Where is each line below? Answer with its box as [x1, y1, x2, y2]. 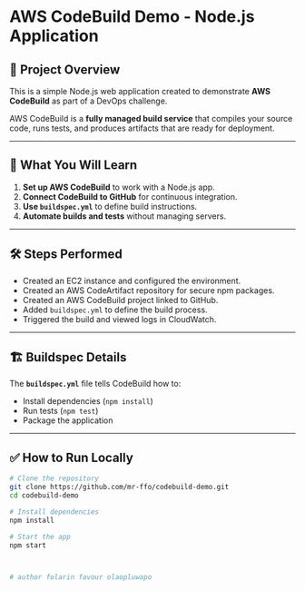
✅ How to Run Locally [9, 449, 133, 465]
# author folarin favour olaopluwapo [9, 573, 152, 582]
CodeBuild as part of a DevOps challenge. [9, 95, 168, 106]
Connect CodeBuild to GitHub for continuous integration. [22, 191, 238, 202]
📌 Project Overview [9, 62, 121, 77]
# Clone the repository [9, 474, 100, 483]
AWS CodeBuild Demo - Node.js [9, 6, 255, 27]
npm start [9, 540, 47, 550]
